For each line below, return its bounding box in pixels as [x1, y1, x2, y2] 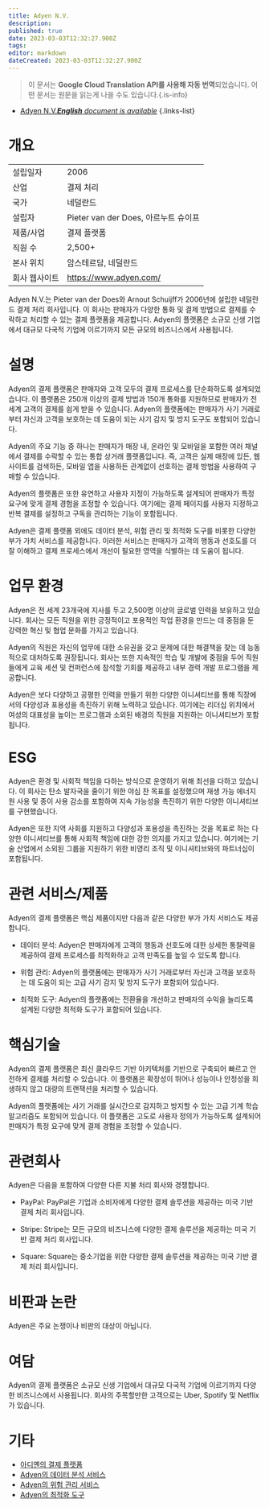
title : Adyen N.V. [8, 11, 70, 20]
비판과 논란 [8, 1293, 77, 1311]
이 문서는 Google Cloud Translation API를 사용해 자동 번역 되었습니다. [27, 80, 250, 89]
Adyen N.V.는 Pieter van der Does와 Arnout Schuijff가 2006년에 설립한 [8, 294, 238, 304]
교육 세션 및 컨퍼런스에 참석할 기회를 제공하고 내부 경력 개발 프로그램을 [29, 662, 251, 672]
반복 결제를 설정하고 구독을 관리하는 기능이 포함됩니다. [8, 509, 178, 518]
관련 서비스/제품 [8, 884, 108, 903]
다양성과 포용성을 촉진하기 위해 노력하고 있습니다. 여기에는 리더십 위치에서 [22, 699, 255, 709]
